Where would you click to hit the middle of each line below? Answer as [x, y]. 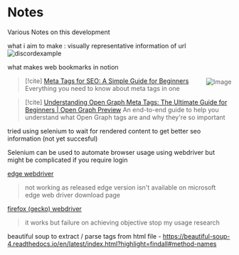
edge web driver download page [73, 195]
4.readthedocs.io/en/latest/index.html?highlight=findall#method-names [112, 244]
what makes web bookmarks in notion [63, 67]
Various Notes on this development [59, 32]
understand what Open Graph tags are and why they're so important [125, 117]
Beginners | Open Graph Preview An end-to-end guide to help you [122, 109]
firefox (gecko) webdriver [44, 208]
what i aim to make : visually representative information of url [97, 45]
